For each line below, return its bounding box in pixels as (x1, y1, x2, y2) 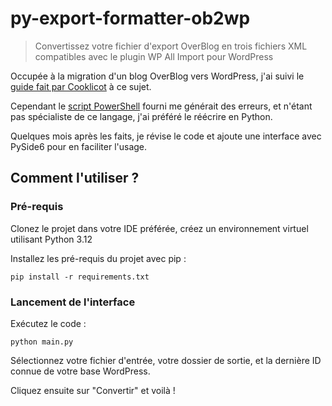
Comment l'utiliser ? (10, 170, 140, 187)
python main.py (10, 337, 74, 347)
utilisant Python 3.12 (10, 233, 93, 245)
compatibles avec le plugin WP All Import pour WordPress (34, 50, 274, 62)
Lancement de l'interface (10, 295, 136, 309)
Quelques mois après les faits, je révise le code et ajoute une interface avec (10, 130, 322, 142)
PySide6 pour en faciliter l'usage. (10, 140, 148, 152)
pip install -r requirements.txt (10, 272, 150, 282)
